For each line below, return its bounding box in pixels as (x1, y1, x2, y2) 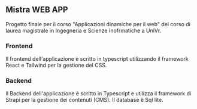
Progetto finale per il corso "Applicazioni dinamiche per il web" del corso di (5, 20, 191, 27)
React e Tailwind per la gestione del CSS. (5, 62, 107, 69)
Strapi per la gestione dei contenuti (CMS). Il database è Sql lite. (5, 96, 163, 104)
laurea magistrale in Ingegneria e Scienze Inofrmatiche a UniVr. (5, 27, 162, 34)
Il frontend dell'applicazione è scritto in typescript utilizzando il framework (5, 55, 189, 63)
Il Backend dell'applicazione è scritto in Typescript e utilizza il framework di (5, 90, 192, 97)
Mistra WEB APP (5, 5, 68, 15)
